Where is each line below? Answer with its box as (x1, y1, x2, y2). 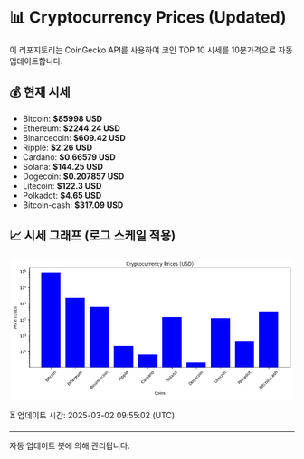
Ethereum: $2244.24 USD (22, 123, 120, 134)
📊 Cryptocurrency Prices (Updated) (9, 7, 287, 28)
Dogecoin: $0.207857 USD (22, 171, 125, 182)
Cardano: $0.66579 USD (22, 151, 116, 163)
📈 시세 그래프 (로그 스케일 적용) (9, 228, 176, 244)
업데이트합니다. (9, 55, 63, 66)
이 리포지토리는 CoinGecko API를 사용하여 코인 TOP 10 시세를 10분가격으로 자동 (9, 44, 293, 55)
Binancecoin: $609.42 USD (22, 132, 127, 143)
